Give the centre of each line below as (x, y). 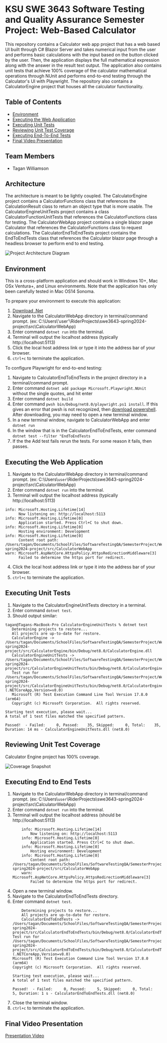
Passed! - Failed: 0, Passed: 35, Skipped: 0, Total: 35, (83, 725)
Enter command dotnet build (42, 399)
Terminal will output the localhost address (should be (67, 815)
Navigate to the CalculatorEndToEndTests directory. (65, 896)
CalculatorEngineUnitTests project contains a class (57, 212)
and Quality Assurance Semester (75, 20)
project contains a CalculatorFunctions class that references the (71, 201)
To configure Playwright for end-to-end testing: (54, 368)
